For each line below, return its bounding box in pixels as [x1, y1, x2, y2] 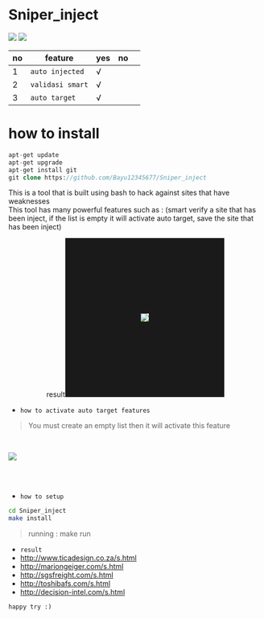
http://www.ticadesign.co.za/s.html [19, 553, 137, 563]
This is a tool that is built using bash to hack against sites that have [8, 188, 230, 198]
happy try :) [8, 603, 52, 611]
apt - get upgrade [8, 159, 63, 167]
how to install [8, 125, 100, 142]
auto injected [30, 67, 85, 76]
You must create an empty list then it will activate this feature [27, 421, 231, 431]
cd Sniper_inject [8, 507, 67, 515]
